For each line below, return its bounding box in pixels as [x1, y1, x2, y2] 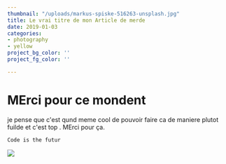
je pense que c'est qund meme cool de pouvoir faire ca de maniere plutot [7, 115, 219, 123]
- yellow [7, 43, 33, 50]
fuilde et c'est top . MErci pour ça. [7, 123, 105, 131]
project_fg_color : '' [7, 56, 71, 63]
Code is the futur [7, 136, 61, 144]
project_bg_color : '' [7, 50, 71, 57]
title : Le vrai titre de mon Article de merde [7, 17, 146, 24]
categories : [7, 29, 42, 37]
